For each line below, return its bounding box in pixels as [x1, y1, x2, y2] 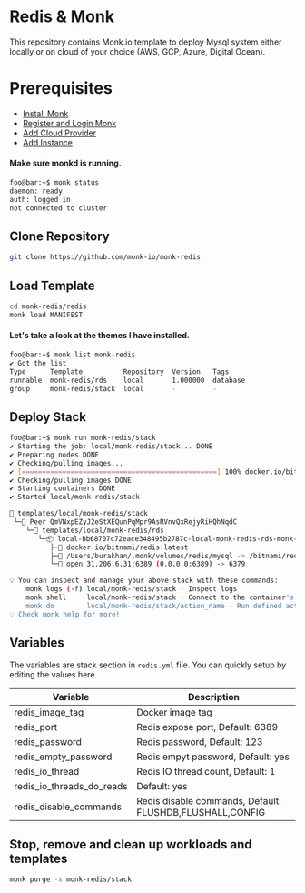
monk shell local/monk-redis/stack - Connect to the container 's [25, 593, 295, 602]
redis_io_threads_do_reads [14, 779, 128, 792]
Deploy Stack [9, 409, 86, 425]
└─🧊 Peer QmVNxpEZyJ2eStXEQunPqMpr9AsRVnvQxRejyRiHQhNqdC [13, 517, 238, 527]
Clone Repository [9, 228, 111, 244]
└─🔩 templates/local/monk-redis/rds [25, 526, 165, 535]
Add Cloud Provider [22, 127, 97, 138]
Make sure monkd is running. [9, 157, 123, 169]
